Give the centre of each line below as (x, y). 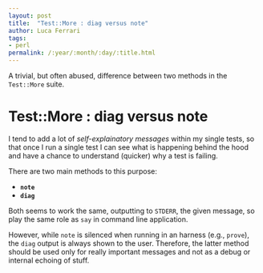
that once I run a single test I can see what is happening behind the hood (128, 147)
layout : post (30, 16)
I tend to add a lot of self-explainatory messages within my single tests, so (131, 139)
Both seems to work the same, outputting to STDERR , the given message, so (131, 211)
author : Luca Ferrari (45, 30)
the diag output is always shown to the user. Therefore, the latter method (129, 243)
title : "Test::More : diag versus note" (79, 23)
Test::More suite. (36, 84)
